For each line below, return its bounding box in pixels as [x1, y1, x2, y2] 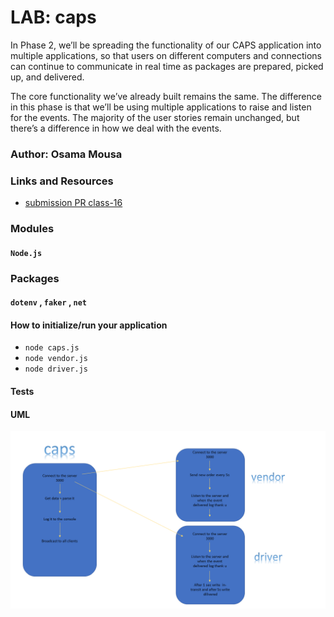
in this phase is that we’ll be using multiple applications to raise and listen [10, 101, 312, 113]
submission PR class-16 [24, 197, 123, 209]
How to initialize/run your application [10, 319, 168, 331]
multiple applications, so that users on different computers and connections [10, 49, 322, 61]
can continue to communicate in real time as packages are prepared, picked [10, 60, 324, 72]
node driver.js [24, 364, 89, 375]
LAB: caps [10, 6, 97, 29]
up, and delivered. [10, 71, 85, 83]
